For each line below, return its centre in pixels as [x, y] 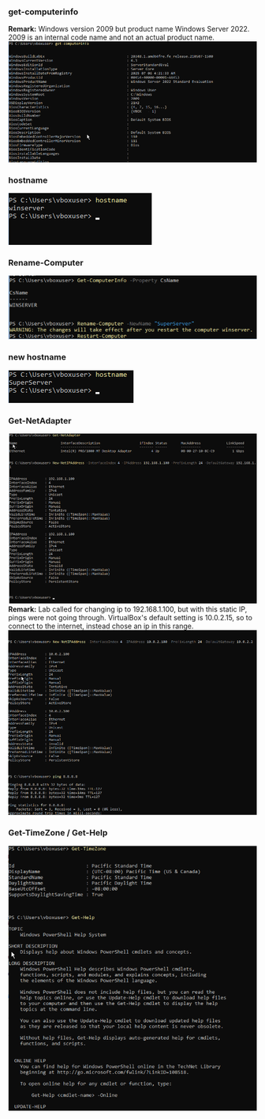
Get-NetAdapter [40, 420]
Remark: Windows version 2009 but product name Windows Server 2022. [129, 29]
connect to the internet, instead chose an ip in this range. [101, 626]
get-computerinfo [43, 12]
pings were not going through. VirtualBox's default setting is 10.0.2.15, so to [130, 617]
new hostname [37, 357]
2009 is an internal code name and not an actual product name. [112, 37]
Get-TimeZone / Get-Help [58, 833]
